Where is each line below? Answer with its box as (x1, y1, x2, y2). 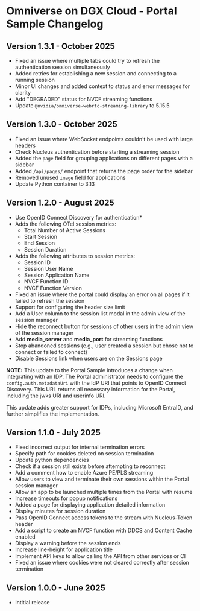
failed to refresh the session (14, 297, 85, 304)
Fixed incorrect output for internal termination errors (14, 443, 145, 451)
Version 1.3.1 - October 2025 (6, 41, 116, 51)
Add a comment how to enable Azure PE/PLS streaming (14, 469, 154, 476)
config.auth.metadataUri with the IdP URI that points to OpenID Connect (6, 379, 187, 387)
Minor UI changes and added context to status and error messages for (14, 83, 190, 90)
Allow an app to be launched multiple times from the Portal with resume (14, 489, 193, 496)
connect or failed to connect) (14, 348, 87, 355)
